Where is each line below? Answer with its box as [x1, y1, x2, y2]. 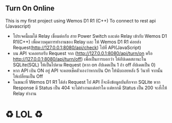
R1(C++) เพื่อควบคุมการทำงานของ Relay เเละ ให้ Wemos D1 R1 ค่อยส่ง [12, 38, 141, 45]
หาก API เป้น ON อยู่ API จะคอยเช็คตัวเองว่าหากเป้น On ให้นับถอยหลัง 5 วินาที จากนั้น [12, 67, 163, 73]
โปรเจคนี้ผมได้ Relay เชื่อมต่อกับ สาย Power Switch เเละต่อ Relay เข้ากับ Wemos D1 [12, 33, 167, 39]
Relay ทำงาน [12, 90, 37, 96]
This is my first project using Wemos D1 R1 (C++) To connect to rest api [5, 17, 156, 23]
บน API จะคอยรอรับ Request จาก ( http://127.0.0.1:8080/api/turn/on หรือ [12, 50, 153, 56]
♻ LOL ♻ [5, 109, 43, 120]
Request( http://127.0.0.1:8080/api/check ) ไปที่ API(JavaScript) [12, 44, 141, 51]
